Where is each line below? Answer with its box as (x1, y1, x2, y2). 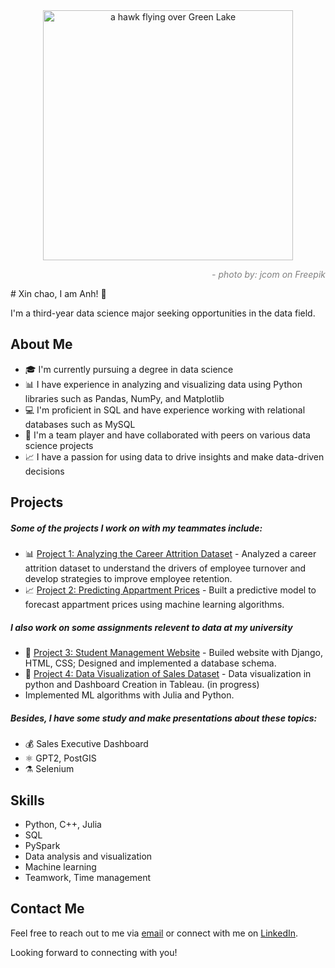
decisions (24, 465, 65, 477)
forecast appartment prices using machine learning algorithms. (24, 599, 285, 611)
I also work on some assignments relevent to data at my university (10, 621, 293, 633)
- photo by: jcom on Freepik (211, 269, 326, 280)
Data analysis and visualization (24, 850, 153, 862)
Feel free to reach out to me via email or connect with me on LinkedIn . (10, 927, 299, 939)
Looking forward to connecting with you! (10, 946, 178, 958)
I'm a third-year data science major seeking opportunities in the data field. (10, 307, 316, 319)
